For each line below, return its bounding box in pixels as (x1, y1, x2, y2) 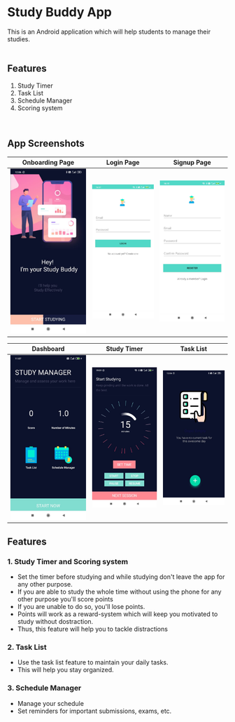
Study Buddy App (7, 4, 112, 20)
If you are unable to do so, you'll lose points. (17, 603, 145, 611)
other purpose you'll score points (17, 595, 113, 603)
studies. (7, 34, 30, 43)
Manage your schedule (17, 699, 84, 707)
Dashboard (31, 345, 65, 353)
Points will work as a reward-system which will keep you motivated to (17, 610, 218, 618)
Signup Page (173, 159, 211, 167)
